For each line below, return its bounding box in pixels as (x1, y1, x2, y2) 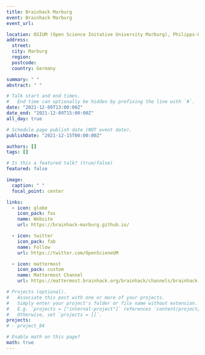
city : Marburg (12, 48, 48, 55)
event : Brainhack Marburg (6, 15, 72, 21)
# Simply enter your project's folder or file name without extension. (6, 300, 198, 306)
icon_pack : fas (17, 210, 56, 217)
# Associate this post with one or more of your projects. (6, 294, 165, 301)
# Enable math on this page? (6, 334, 81, 340)
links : (6, 199, 23, 205)
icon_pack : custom (17, 267, 64, 273)
